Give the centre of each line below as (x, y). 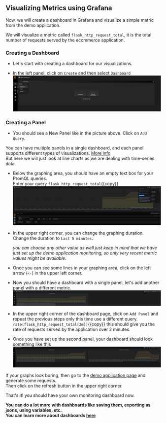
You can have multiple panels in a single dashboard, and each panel (75, 148)
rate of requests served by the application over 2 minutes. (71, 329)
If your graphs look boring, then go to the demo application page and (76, 375)
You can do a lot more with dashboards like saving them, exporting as (78, 405)
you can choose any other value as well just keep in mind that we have (85, 248)
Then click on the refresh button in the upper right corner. (64, 386)
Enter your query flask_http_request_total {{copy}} (66, 183)
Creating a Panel (26, 122)
